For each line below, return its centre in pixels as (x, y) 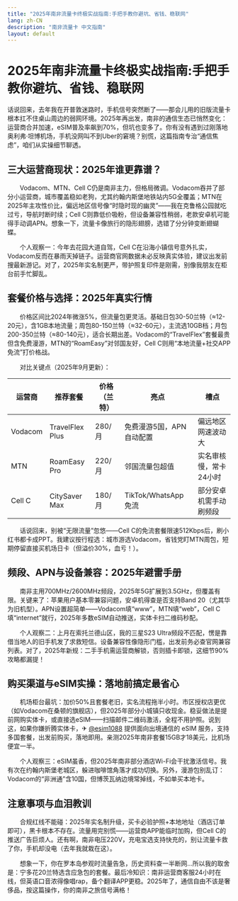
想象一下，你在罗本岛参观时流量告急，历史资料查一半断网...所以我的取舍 (125, 863)
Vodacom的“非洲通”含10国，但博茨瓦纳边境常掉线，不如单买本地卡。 (108, 779)
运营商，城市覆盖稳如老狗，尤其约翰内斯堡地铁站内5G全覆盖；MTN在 (121, 197)
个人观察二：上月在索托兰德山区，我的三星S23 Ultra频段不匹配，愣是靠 (123, 633)
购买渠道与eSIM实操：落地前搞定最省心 (93, 684)
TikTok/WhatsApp (154, 495)
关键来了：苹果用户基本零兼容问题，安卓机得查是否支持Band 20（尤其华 (125, 600)
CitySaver (66, 496)
